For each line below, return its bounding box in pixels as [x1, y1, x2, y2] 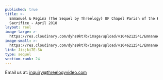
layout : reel [5, 25, 32, 30]
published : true [5, 7, 38, 12]
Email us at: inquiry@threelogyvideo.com [5, 69, 87, 75]
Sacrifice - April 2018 [9, 20, 57, 26]
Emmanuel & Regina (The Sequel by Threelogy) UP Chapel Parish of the [9, 16, 155, 21]
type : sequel [5, 52, 32, 57]
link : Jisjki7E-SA [5, 47, 42, 52]
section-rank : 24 [5, 56, 40, 61]
